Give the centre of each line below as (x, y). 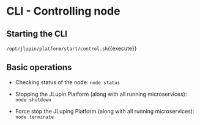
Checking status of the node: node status (68, 82)
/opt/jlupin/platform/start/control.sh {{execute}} (72, 48)
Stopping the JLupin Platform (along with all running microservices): (101, 94)
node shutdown (33, 100)
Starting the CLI (37, 34)
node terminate (35, 117)
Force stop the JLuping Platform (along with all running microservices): (105, 111)
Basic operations (39, 67)
